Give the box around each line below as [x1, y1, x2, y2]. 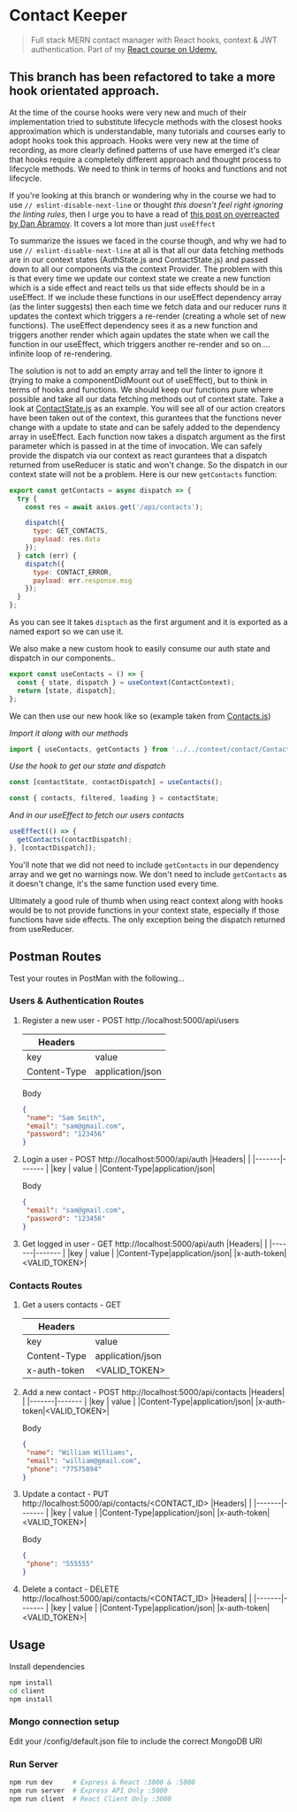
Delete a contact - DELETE [21, 1584, 119, 1594]
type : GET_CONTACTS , [32, 527, 109, 536]
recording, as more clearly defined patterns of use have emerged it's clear [9, 144, 280, 155]
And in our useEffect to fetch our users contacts [9, 810, 185, 821]
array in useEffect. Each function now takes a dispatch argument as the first [9, 431, 286, 442]
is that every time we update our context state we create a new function [9, 273, 271, 283]
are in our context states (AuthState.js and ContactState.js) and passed [9, 254, 268, 265]
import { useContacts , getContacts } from [9, 744, 168, 753]
